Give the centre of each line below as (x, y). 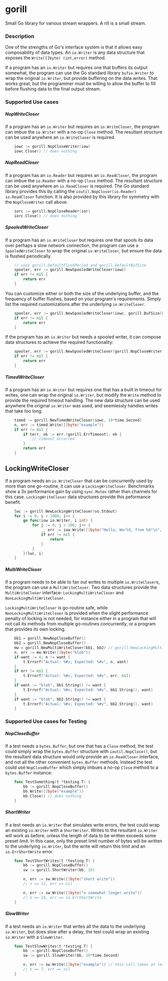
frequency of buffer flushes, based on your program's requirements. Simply (83, 299)
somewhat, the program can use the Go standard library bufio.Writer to (79, 73)
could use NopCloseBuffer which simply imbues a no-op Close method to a (82, 767)
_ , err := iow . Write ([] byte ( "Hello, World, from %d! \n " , (101, 530)
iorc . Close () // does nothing (46, 216)
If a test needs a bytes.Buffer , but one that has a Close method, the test (79, 746)
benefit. (13, 502)
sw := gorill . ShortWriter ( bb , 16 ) (59, 870)
